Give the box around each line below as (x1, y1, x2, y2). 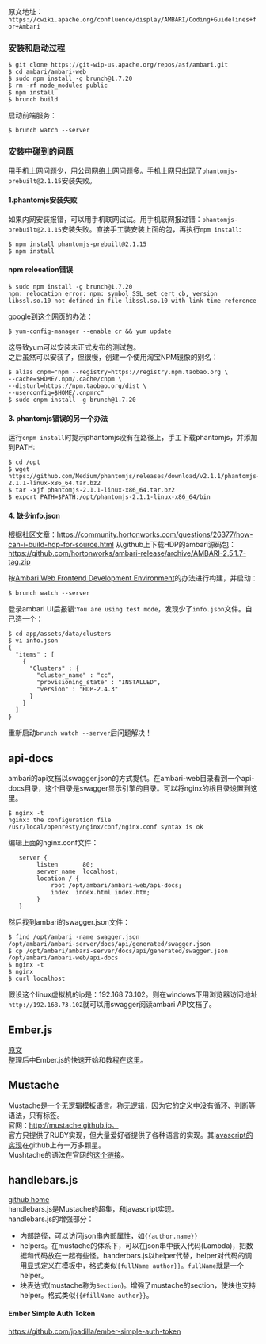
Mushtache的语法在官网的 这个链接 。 (8, 1150, 128, 1159)
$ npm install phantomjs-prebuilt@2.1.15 (8, 240, 147, 248)
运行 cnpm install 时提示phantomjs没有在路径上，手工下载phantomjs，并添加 (8, 433, 258, 442)
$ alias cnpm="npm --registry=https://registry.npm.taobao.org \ (8, 368, 228, 376)
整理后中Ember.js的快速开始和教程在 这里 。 (8, 1055, 148, 1065)
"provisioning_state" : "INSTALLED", (36, 679, 161, 687)
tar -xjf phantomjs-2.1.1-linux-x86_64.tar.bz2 (15, 486, 176, 494)
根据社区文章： (8, 530, 57, 539)
